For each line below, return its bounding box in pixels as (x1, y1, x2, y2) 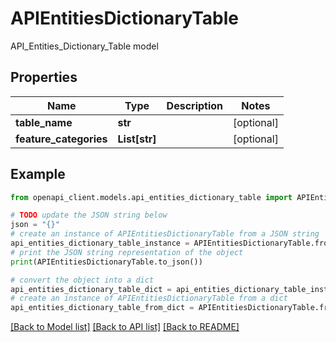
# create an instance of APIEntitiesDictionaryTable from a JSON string (10, 229, 320, 239)
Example (10, 166, 66, 183)
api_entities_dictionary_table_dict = (10, 284, 172, 294)
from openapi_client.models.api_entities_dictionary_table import (10, 192, 293, 202)
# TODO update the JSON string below (10, 210, 168, 221)
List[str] (117, 132, 157, 146)
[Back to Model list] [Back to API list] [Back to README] (10, 321, 240, 333)
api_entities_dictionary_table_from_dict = (10, 303, 195, 313)
